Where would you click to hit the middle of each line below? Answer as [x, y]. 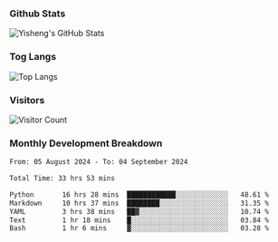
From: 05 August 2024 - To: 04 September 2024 [99, 162]
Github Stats [38, 14]
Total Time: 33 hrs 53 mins [62, 179]
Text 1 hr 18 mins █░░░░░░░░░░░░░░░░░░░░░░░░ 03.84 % [139, 220]
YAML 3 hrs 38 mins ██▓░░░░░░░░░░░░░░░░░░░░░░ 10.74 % [139, 211]
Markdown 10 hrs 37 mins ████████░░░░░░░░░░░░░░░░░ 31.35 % [139, 203]
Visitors [27, 100]
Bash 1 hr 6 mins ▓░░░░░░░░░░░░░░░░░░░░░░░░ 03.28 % [139, 228]
